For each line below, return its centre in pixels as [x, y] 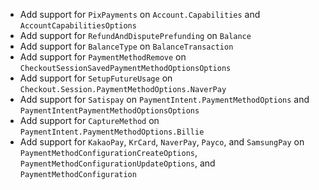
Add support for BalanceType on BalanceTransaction [126, 46]
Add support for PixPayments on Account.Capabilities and [140, 14]
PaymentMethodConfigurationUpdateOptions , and [117, 163]
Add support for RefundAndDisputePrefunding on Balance [135, 35]
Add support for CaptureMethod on [89, 120]
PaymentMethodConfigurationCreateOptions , [108, 152]
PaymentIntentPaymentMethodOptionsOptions [109, 111]
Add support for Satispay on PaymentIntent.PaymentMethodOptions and [164, 99]
